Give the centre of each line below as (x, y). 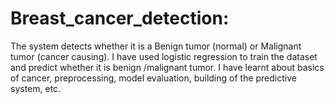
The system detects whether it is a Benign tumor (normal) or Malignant (156, 46)
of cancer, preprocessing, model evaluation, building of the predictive (153, 78)
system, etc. (36, 88)
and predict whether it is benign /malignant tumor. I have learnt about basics (167, 67)
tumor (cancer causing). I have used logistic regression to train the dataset (164, 56)
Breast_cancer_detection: (120, 18)
